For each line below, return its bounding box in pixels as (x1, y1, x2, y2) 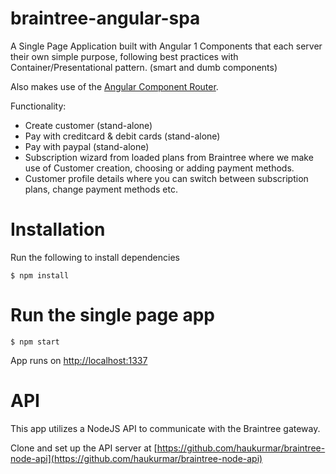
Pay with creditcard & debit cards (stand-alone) (24, 130, 221, 142)
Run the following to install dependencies (10, 251, 180, 263)
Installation (10, 218, 106, 241)
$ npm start (10, 337, 60, 347)
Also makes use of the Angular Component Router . (10, 80, 219, 92)
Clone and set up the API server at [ (10, 442, 158, 454)
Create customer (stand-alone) (24, 119, 153, 131)
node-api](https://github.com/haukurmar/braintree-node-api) (10, 452, 263, 464)
